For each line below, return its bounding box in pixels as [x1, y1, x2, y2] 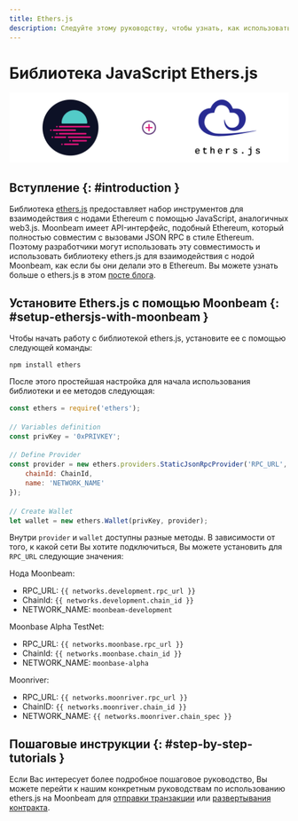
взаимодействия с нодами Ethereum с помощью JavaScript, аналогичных [9, 213, 289, 224]
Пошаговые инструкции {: [9, 737, 163, 752]
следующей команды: [9, 343, 93, 353]
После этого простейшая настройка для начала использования [9, 376, 251, 387]
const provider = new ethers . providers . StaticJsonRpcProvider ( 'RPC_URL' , [9, 460, 288, 470]
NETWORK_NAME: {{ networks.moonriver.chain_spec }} [21, 711, 232, 722]
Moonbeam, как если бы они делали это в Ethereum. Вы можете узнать [9, 260, 278, 271]
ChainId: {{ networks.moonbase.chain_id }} [21, 648, 183, 659]
